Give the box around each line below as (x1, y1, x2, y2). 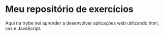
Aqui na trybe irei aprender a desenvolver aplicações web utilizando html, (5, 20, 159, 26)
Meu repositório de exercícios (5, 3, 134, 15)
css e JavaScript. (5, 25, 42, 31)
